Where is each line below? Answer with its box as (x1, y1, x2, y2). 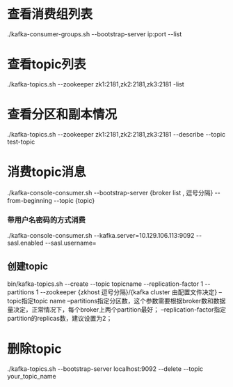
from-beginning (7, 196, 52, 204)
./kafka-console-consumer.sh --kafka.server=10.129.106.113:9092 (7, 232, 195, 240)
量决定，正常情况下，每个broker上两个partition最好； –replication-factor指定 (7, 305, 226, 314)
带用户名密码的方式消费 (7, 215, 86, 225)
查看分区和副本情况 (7, 107, 118, 123)
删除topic (7, 341, 62, 357)
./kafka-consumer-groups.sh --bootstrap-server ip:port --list (7, 29, 182, 38)
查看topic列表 (7, 56, 86, 73)
